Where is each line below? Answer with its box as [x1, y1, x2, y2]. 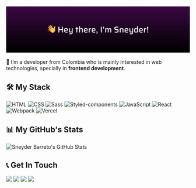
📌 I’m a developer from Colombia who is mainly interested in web [6, 59, 162, 65]
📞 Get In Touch [6, 160, 58, 170]
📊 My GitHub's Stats [6, 125, 83, 135]
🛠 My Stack [6, 83, 51, 93]
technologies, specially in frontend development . [6, 65, 125, 71]
